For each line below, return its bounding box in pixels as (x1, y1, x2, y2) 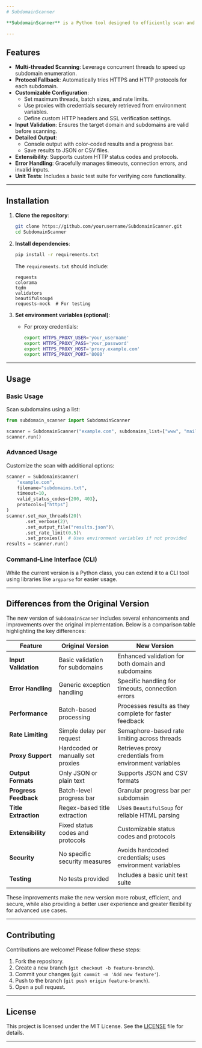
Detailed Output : (14, 134, 57, 141)
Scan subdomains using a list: (6, 405, 80, 413)
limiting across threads (117, 735, 182, 743)
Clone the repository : (14, 212, 70, 219)
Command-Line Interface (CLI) (6, 555, 97, 564)
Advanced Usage (6, 448, 58, 457)
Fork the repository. (14, 958, 64, 965)
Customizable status (117, 825, 176, 834)
